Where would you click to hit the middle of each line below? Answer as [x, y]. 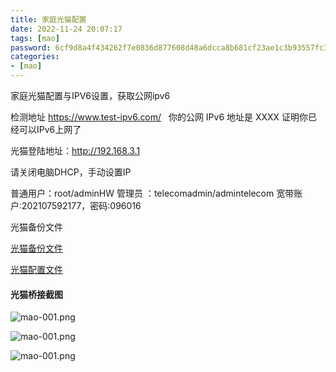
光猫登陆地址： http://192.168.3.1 [75, 150]
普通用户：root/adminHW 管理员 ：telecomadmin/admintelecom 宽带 [152, 193]
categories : [35, 57]
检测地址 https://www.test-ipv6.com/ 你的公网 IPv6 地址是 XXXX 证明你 [159, 117]
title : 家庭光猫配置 [48, 19]
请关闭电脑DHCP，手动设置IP [71, 172]
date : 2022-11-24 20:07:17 [66, 29]
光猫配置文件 [36, 269]
